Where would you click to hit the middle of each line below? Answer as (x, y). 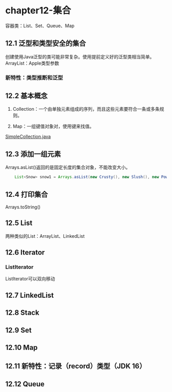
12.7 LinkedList (30, 295)
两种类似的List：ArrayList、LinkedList (45, 236)
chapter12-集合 (38, 11)
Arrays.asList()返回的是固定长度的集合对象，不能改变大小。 (68, 168)
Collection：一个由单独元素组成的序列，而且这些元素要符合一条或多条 (86, 109)
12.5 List (19, 223)
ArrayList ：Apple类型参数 (32, 63)
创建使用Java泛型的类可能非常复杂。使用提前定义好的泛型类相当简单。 (80, 56)
